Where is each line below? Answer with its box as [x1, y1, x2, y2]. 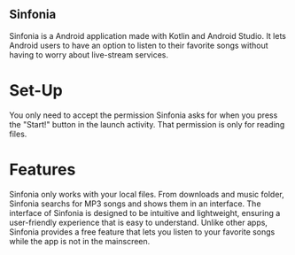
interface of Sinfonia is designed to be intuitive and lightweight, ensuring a [9, 207, 281, 218]
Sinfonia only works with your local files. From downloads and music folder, [9, 189, 285, 199]
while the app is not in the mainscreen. [9, 236, 151, 246]
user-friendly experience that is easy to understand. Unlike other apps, [9, 217, 268, 228]
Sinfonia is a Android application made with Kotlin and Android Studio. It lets [9, 30, 286, 41]
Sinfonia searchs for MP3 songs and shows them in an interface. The [9, 198, 261, 209]
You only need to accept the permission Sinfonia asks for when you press [9, 110, 278, 120]
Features [9, 159, 76, 180]
